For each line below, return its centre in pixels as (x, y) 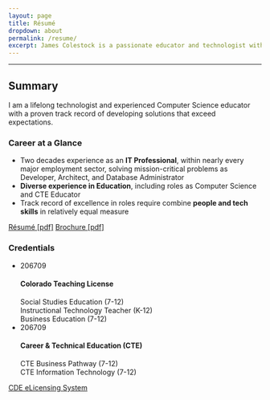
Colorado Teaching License (67, 284)
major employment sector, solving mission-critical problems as (124, 169)
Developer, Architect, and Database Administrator (102, 178)
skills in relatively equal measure (74, 212)
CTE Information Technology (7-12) (78, 372)
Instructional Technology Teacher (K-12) (86, 310)
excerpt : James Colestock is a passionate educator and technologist (127, 46)
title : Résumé (32, 23)
